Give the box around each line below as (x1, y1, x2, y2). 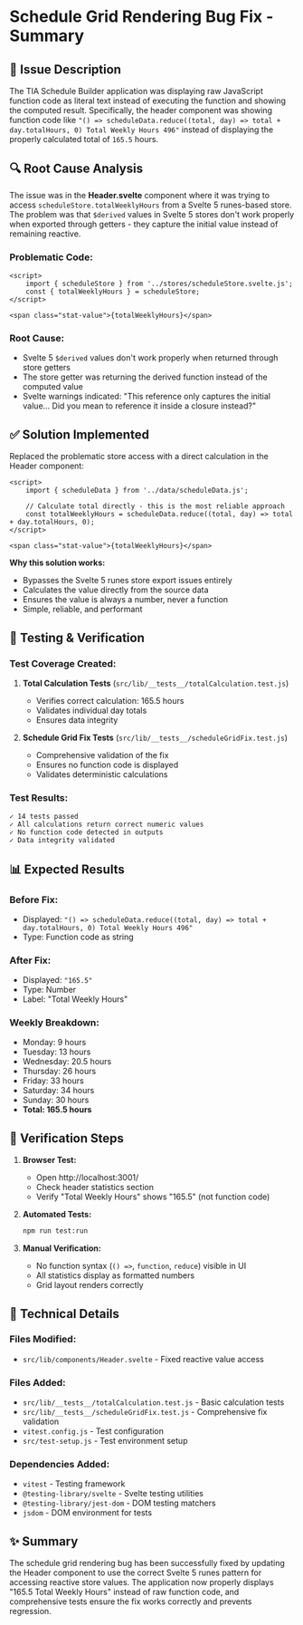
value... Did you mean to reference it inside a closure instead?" (22, 400, 256, 411)
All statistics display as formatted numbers (35, 1270, 195, 1281)
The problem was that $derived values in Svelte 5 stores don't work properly (9, 208, 295, 219)
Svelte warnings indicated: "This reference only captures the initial (22, 391, 271, 402)
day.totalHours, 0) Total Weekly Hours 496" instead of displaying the (9, 124, 274, 135)
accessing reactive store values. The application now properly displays (9, 1577, 274, 1588)
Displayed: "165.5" (22, 975, 93, 986)
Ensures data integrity (35, 714, 118, 726)
